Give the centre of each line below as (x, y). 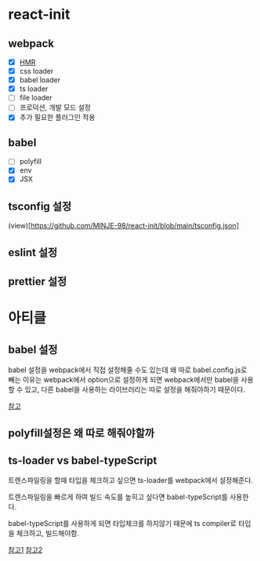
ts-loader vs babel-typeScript (83, 460)
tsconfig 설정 (40, 206)
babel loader (40, 80)
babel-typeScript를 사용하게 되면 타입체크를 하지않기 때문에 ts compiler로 (122, 524)
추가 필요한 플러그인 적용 (57, 117)
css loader (36, 71)
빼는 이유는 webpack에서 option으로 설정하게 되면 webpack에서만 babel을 (123, 380)
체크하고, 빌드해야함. (48, 533)
